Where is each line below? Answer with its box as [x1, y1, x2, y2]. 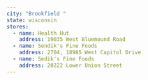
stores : [6, 23, 29, 30]
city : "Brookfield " [6, 10, 67, 17]
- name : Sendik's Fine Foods [13, 42, 98, 49]
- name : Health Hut [13, 29, 70, 37]
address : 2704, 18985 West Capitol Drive [19, 49, 141, 56]
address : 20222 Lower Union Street [19, 62, 123, 69]
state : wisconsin [6, 17, 57, 24]
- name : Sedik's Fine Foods [13, 56, 95, 63]
